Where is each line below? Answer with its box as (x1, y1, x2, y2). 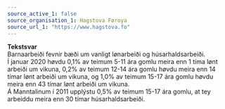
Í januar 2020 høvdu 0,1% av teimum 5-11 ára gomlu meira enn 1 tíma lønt (7, 58, 218, 66)
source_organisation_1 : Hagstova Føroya (7, 17, 128, 24)
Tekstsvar (7, 43, 37, 51)
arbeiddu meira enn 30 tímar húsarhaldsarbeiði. (7, 95, 146, 103)
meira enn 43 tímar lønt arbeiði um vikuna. (7, 80, 130, 89)
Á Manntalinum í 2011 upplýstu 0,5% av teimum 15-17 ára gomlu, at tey (7, 87, 211, 96)
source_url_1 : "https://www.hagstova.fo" (7, 23, 131, 30)
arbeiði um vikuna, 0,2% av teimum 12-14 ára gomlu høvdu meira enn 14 (7, 65, 216, 74)
